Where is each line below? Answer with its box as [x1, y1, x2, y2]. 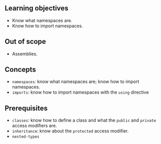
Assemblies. [12, 50, 38, 57]
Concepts [5, 65, 36, 74]
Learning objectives [5, 4, 69, 13]
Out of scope [5, 37, 46, 46]
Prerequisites [5, 104, 48, 112]
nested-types [12, 134, 40, 139]
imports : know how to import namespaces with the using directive [12, 89, 149, 95]
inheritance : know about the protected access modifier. [12, 128, 129, 134]
